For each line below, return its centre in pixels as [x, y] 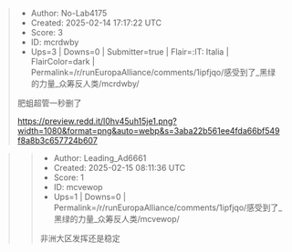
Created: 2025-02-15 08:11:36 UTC [120, 168]
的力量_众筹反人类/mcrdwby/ [85, 84]
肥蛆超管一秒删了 [49, 103]
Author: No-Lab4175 [69, 13]
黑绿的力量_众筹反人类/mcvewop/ [116, 219]
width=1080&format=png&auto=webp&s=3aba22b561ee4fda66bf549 [148, 131]
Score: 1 [68, 177]
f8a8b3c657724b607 [57, 141]
